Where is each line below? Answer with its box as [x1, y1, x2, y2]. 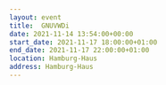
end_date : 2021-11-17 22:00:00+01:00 [9, 46, 150, 55]
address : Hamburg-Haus [9, 63, 94, 72]
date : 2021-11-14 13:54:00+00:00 [9, 29, 134, 38]
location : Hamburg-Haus [9, 54, 98, 63]
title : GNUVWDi [9, 21, 70, 30]
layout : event [9, 12, 62, 22]
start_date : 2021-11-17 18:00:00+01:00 [9, 37, 158, 47]
